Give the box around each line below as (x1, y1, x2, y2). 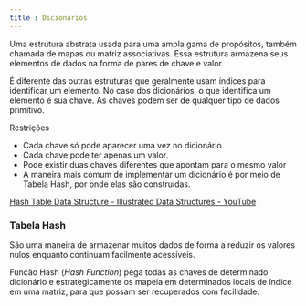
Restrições (9, 122, 50, 133)
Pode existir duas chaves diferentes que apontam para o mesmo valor (22, 158, 287, 169)
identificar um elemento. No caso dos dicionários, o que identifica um (9, 85, 271, 96)
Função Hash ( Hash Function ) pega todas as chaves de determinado (9, 266, 269, 278)
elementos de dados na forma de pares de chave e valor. (9, 57, 224, 68)
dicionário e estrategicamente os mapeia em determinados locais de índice (9, 276, 292, 287)
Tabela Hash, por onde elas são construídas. (22, 178, 191, 189)
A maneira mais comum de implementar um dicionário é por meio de (22, 168, 280, 179)
